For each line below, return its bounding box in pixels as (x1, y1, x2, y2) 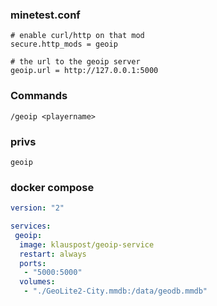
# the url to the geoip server (10, 57, 141, 67)
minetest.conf (10, 8, 81, 22)
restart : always (19, 249, 87, 259)
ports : (19, 258, 47, 268)
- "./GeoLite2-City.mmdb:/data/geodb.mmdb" (23, 286, 208, 297)
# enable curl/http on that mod (10, 31, 145, 41)
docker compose (10, 180, 95, 194)
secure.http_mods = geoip (10, 39, 118, 50)
